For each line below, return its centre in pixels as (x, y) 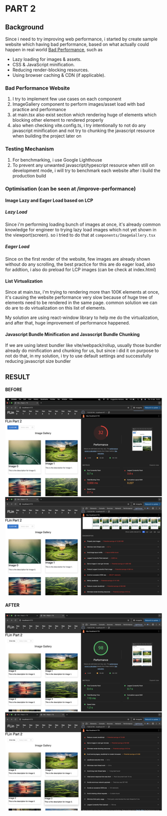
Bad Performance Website (38, 88)
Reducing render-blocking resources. (51, 70)
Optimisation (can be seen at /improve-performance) (71, 188)
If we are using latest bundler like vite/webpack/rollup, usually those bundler (83, 345)
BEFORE (14, 390)
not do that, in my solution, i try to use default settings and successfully (78, 356)
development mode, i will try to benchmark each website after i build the (86, 170)
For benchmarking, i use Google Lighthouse (57, 160)
